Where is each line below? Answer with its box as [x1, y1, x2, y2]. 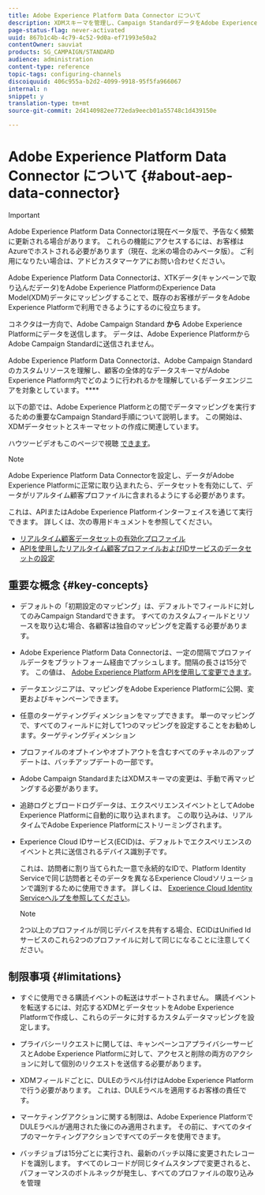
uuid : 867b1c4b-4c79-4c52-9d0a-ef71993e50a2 [8, 33, 157, 42]
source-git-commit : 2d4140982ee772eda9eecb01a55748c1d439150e [8, 107, 217, 115]
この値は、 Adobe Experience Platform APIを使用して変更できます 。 [35, 667, 256, 677]
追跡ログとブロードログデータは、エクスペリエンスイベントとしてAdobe [19, 800, 255, 809]
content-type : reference [8, 63, 90, 71]
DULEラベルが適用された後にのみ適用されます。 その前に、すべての [19, 1122, 239, 1131]
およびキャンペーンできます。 [26, 693, 123, 703]
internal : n [8, 84, 47, 93]
